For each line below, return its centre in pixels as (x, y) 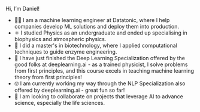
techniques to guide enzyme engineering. (66, 52)
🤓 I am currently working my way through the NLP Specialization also (100, 83)
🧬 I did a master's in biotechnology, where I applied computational (96, 45)
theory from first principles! (48, 77)
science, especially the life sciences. (60, 103)
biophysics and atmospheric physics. (60, 39)
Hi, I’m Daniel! (23, 9)
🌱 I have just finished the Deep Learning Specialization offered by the (100, 58)
